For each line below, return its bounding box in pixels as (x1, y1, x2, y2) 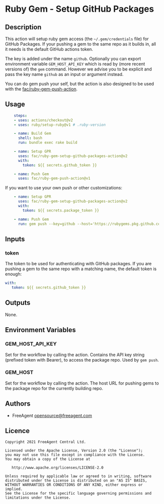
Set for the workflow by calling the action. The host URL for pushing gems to (5, 380, 159, 386)
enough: (5, 271, 22, 277)
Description (5, 23, 41, 31)
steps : (14, 113, 27, 118)
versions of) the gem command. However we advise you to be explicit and (5, 66, 152, 72)
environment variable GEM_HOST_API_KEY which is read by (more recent (5, 61, 145, 67)
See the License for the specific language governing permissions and (5, 491, 152, 496)
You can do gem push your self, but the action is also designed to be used (5, 81, 154, 87)
